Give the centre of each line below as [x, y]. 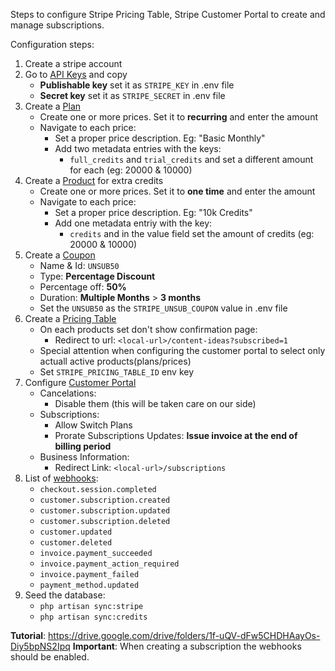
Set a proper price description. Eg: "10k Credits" [153, 212]
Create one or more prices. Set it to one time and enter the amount [177, 191]
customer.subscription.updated [105, 511]
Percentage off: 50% [83, 287]
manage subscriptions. [57, 25]
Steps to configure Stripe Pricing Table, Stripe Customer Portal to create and [168, 14]
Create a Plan [53, 106]
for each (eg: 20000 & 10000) [131, 170]
